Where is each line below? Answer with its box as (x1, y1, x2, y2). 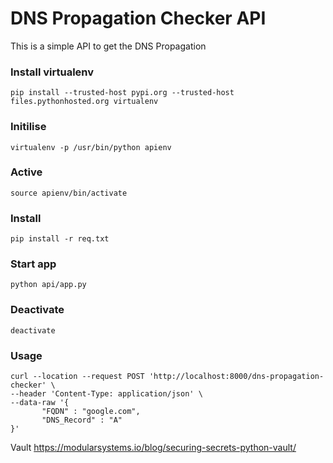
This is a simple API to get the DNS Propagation (10, 40, 207, 52)
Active (10, 165, 43, 179)
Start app (10, 257, 57, 271)
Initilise (10, 120, 47, 134)
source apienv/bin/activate (10, 188, 128, 198)
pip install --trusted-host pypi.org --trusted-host (10, 88, 235, 98)
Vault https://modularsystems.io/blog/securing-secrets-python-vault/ (10, 442, 297, 454)
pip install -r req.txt (10, 234, 110, 244)
